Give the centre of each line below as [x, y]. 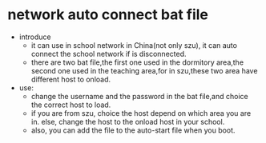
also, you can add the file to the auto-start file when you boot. [133, 130]
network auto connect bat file [108, 15]
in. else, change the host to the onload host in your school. [128, 121]
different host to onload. [71, 79]
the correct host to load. [71, 105]
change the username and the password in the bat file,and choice [140, 96]
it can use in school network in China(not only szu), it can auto [134, 45]
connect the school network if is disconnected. [109, 54]
